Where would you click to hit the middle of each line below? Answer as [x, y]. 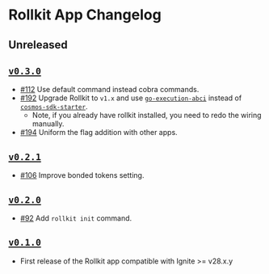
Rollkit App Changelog [85, 15]
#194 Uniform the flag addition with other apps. [99, 133]
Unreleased [38, 45]
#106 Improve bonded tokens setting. [82, 175]
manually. [48, 124]
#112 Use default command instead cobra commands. [109, 90]
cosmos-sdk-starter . [54, 107]
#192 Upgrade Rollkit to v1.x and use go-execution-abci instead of [131, 98]
